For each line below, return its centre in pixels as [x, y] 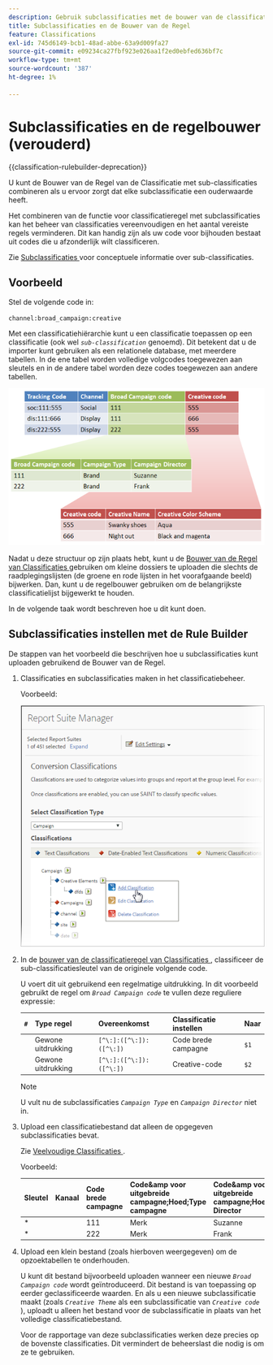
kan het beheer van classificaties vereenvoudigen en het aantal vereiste [129, 224]
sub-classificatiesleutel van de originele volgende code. [114, 968]
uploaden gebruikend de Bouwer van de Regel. [87, 662]
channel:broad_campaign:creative [65, 318]
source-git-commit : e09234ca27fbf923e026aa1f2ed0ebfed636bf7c [116, 52]
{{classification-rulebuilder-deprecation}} [78, 167]
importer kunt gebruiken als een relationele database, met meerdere [123, 351]
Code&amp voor [158, 1185]
